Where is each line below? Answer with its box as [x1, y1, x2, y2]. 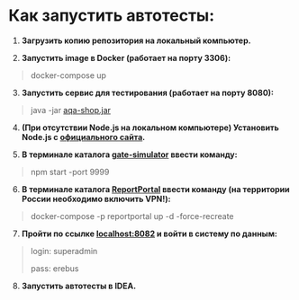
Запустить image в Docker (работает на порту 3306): [21, 52, 231, 63]
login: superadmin [30, 245, 98, 256]
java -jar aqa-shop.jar [30, 104, 112, 115]
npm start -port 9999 [30, 166, 110, 177]
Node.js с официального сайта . [21, 131, 146, 142]
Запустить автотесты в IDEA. [21, 280, 137, 291]
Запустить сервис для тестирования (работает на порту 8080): [21, 87, 275, 98]
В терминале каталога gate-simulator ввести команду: [21, 149, 238, 160]
